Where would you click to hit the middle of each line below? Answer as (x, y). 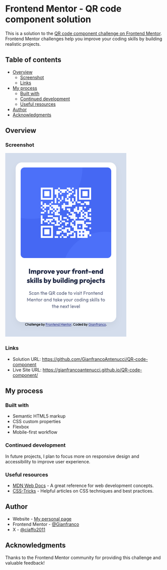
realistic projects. (23, 44)
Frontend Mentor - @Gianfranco (46, 524)
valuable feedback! (25, 563)
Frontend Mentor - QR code (63, 9)
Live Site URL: (27, 370)
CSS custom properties (37, 422)
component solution (48, 19)
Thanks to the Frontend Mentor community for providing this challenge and (83, 557)
